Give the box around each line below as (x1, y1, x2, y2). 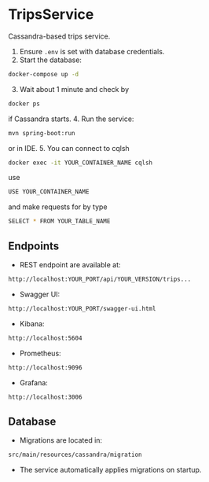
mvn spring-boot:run (8, 129, 76, 137)
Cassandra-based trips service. (8, 31, 111, 41)
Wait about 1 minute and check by (19, 84, 130, 94)
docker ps (8, 100, 41, 108)
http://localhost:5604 (8, 334, 82, 342)
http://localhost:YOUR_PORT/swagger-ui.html (8, 304, 156, 312)
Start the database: (19, 55, 82, 64)
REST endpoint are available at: (19, 260, 121, 269)
